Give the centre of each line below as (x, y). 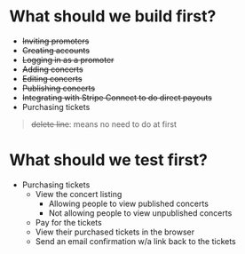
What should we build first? (113, 16)
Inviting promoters (55, 41)
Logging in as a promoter (68, 60)
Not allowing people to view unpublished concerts (140, 213)
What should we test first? (109, 160)
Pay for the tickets (68, 222)
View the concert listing (79, 194)
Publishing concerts (59, 88)
